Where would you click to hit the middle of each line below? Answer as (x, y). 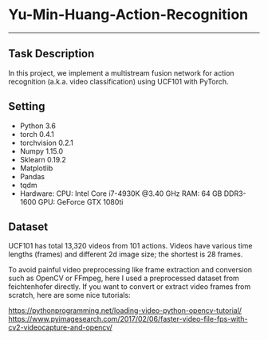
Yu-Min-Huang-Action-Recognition (128, 15)
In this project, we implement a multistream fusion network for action (121, 72)
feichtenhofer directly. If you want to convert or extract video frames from (130, 287)
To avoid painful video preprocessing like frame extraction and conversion (130, 270)
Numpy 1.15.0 (41, 151)
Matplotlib (36, 168)
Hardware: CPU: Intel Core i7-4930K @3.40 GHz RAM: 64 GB (121, 193)
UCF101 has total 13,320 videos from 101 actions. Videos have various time (130, 246)
